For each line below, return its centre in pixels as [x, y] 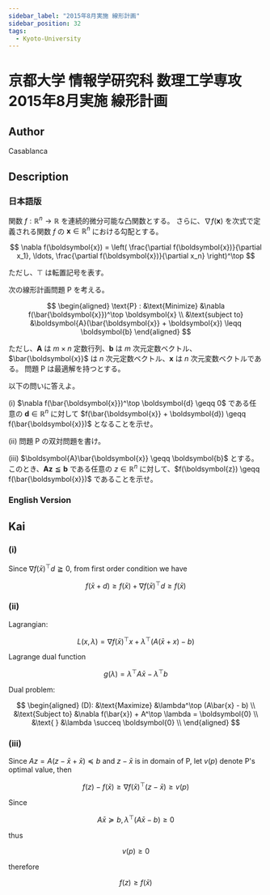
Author [26, 132]
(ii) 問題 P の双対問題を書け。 [57, 441]
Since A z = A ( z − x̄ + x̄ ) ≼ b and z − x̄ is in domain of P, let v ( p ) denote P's [132, 761]
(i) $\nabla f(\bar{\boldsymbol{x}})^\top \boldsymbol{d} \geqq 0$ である [129, 403]
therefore [24, 867]
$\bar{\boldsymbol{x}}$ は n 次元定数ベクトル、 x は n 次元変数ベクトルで [131, 359]
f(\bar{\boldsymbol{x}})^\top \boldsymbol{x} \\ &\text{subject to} [136, 315]
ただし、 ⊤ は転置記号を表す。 [58, 273]
